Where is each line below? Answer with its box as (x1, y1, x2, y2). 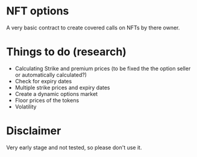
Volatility (14, 103, 37, 110)
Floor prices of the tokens (14, 96, 80, 104)
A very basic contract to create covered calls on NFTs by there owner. (6, 24, 180, 31)
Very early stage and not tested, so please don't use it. (6, 144, 142, 151)
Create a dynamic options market (14, 90, 98, 97)
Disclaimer (6, 124, 61, 138)
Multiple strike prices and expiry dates (14, 84, 110, 91)
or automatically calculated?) (14, 71, 87, 78)
